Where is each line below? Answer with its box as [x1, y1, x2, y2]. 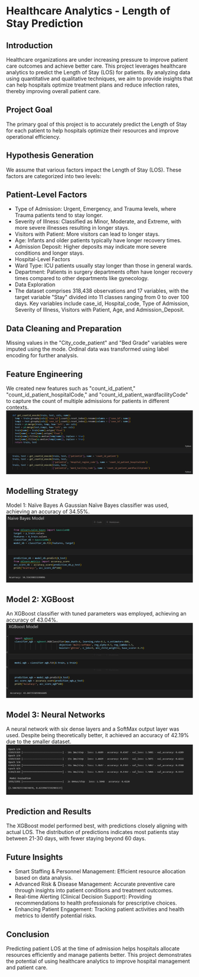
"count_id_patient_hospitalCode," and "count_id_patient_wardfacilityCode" [6, 391, 188, 398]
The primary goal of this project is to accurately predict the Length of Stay [6, 120, 187, 128]
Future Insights [6, 852, 63, 862]
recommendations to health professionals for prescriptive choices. [14, 899, 177, 906]
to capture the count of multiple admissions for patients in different [6, 398, 169, 405]
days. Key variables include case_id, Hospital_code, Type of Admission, [14, 300, 190, 307]
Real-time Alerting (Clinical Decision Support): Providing [14, 893, 152, 900]
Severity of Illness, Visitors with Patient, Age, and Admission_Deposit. [14, 306, 185, 313]
